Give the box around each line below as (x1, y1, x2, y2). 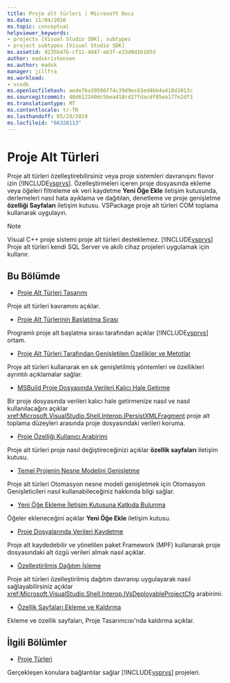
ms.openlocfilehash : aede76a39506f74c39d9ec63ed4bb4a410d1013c (7, 87, 193, 94)
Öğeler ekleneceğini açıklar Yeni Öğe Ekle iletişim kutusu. (7, 514, 171, 523)
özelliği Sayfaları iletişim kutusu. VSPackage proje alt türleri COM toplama (7, 201, 219, 209)
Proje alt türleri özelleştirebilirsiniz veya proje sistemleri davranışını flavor (7, 172, 214, 180)
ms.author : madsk (7, 62, 57, 68)
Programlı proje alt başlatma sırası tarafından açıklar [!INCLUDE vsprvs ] (7, 329, 209, 337)
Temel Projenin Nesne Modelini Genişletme (17, 467, 140, 475)
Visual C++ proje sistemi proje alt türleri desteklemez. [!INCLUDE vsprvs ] (7, 236, 213, 244)
